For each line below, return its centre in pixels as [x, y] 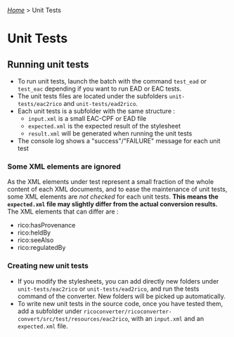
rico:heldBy [34, 233]
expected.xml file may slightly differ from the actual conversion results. [112, 204]
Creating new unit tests [48, 266]
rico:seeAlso [35, 240]
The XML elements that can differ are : [63, 212]
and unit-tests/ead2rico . [100, 104]
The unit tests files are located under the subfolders [92, 96]
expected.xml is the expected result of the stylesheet [104, 126]
